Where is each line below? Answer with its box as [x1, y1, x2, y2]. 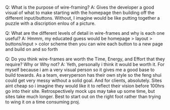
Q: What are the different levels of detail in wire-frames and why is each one [5, 30, 165, 36]
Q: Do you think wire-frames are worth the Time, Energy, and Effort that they [5, 56, 165, 62]
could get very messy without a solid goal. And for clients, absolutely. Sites [5, 78, 162, 83]
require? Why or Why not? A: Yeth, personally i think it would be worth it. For [5, 62, 165, 67]
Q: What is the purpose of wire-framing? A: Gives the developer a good [5, 5, 154, 10]
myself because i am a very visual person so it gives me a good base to [5, 67, 155, 73]
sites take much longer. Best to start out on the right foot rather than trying [5, 93, 161, 99]
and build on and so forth [5, 46, 58, 52]
